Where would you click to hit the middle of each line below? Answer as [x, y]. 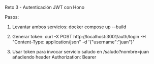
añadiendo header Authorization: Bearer [54, 57]
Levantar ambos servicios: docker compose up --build [69, 27]
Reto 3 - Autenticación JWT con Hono [45, 7]
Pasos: [12, 17]
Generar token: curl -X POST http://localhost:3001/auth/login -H [79, 37]
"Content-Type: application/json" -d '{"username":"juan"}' [73, 42]
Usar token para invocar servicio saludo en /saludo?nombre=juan [81, 52]
